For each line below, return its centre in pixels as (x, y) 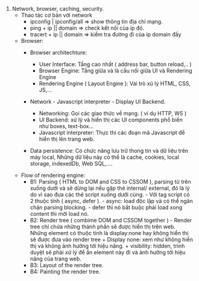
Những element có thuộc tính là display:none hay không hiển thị (109, 233)
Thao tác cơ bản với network (56, 15)
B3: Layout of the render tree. (67, 265)
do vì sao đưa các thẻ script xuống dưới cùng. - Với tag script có (110, 195)
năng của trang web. (55, 259)
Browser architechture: (58, 53)
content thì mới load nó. (59, 214)
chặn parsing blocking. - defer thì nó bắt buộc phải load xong (106, 207)
